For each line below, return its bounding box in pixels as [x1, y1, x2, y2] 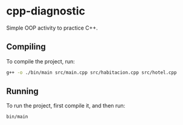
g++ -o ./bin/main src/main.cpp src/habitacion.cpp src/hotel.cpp [6, 69, 177, 75]
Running [6, 86, 39, 97]
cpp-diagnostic [6, 4, 86, 18]
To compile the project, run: [6, 57, 75, 65]
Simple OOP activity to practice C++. [6, 24, 98, 31]
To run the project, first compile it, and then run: [6, 102, 126, 109]
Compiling [6, 42, 47, 52]
